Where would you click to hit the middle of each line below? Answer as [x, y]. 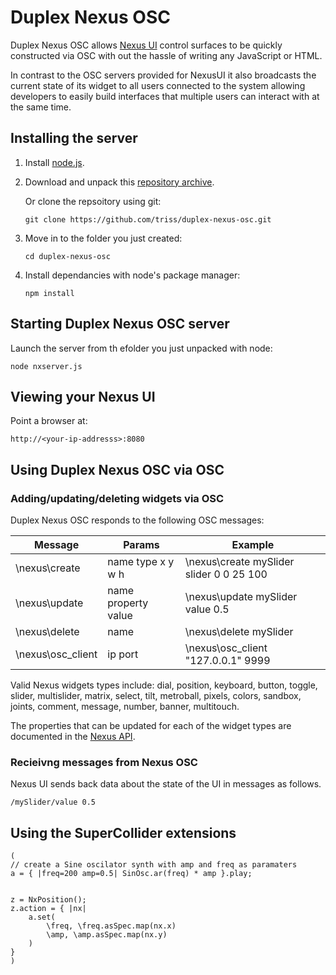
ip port [123, 654]
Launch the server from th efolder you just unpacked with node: [141, 348]
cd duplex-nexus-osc [67, 256]
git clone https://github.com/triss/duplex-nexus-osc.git [148, 219]
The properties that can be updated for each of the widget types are [151, 726]
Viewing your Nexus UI [83, 396]
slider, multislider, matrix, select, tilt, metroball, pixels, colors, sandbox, [156, 696]
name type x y [141, 562]
